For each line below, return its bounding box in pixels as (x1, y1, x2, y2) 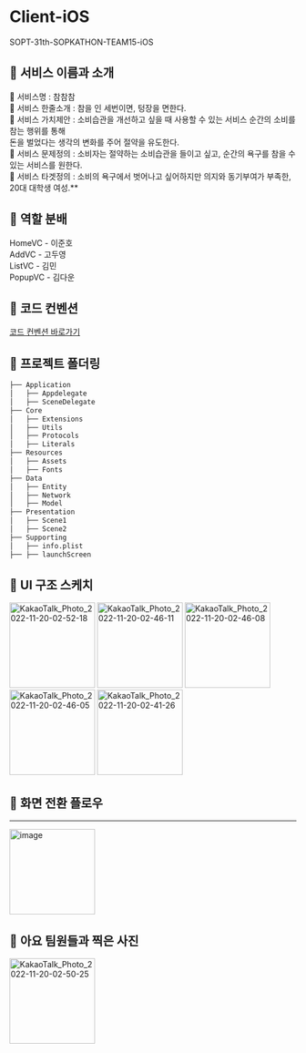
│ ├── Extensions (9, 414, 84, 424)
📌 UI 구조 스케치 (9, 577, 94, 593)
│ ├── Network (9, 490, 71, 500)
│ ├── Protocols (9, 431, 79, 441)
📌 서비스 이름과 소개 (9, 66, 115, 81)
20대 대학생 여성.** (9, 182, 79, 193)
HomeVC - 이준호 (9, 237, 73, 248)
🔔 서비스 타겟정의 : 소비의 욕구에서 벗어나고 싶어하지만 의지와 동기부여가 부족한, (9, 170, 291, 181)
